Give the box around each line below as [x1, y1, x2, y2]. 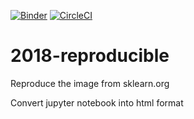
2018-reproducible [10, 45, 170, 67]
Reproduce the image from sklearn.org [10, 77, 170, 89]
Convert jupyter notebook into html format [10, 96, 184, 109]
